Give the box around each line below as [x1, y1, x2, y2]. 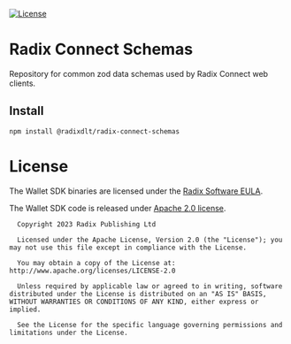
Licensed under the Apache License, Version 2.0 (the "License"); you [17, 235, 283, 244]
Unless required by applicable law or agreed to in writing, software [17, 281, 283, 291]
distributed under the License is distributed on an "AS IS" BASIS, [9, 289, 267, 298]
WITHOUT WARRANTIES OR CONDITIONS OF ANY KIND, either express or [9, 297, 259, 306]
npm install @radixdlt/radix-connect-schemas [9, 126, 180, 136]
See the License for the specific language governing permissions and [17, 320, 283, 329]
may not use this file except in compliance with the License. [9, 243, 248, 252]
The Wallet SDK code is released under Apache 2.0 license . [9, 203, 226, 213]
